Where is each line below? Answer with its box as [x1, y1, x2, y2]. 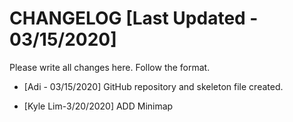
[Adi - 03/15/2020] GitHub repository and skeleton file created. [23, 80, 284, 92]
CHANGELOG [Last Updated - [9, 7, 259, 30]
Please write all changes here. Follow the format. [9, 61, 211, 73]
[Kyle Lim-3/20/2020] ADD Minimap [23, 100, 174, 112]
